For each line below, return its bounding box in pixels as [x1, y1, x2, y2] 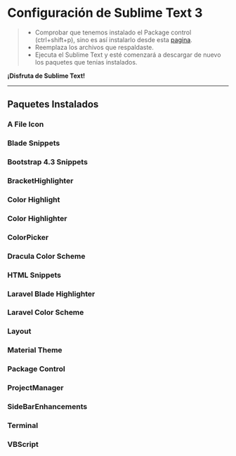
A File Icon [7, 119, 44, 129]
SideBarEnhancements [7, 402, 88, 412]
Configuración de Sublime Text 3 [7, 5, 203, 21]
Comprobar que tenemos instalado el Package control [34, 28, 192, 36]
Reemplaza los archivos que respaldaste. [34, 43, 155, 51]
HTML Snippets [7, 270, 62, 280]
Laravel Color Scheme [7, 307, 84, 317]
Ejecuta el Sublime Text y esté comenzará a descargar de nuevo [34, 51, 221, 59]
